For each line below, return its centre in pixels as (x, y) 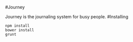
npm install (17, 26)
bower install (20, 30)
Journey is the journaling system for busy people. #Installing (67, 17)
